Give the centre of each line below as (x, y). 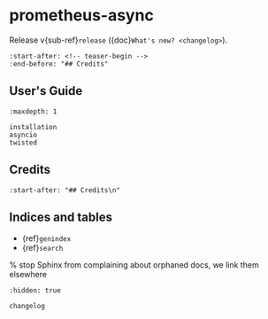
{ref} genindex (46, 238)
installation (33, 127)
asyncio (23, 135)
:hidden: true (35, 291)
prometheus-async (82, 16)
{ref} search (42, 248)
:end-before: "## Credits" (59, 64)
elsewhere (28, 275)
